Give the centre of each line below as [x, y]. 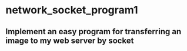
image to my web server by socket [70, 40]
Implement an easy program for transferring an [93, 32]
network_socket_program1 [72, 10]
